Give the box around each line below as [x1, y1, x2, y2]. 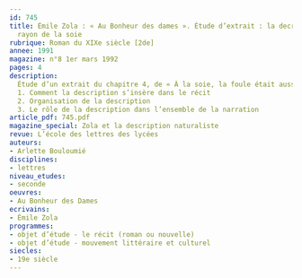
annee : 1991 [9, 47, 54, 56]
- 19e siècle [9, 255, 58, 265]
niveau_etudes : [9, 171, 67, 180]
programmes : [9, 222, 54, 230]
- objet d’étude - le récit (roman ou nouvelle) [9, 230, 195, 239]
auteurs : [9, 138, 42, 147]
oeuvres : [9, 188, 42, 197]
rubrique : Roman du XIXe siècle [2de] [9, 38, 155, 48]
